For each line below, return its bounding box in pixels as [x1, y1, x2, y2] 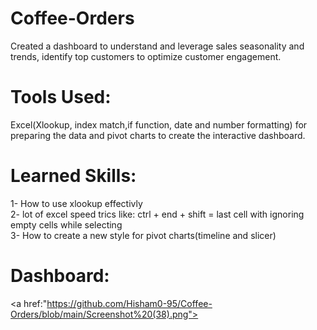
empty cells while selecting [10, 218, 123, 231]
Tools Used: [10, 86, 112, 109]
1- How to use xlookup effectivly [10, 197, 143, 209]
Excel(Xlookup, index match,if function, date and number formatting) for [10, 118, 308, 131]
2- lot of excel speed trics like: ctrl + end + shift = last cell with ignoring [10, 208, 305, 220]
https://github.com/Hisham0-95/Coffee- [46, 297, 213, 309]
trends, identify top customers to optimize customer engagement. [10, 50, 282, 62]
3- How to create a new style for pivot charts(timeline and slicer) [10, 229, 277, 241]
